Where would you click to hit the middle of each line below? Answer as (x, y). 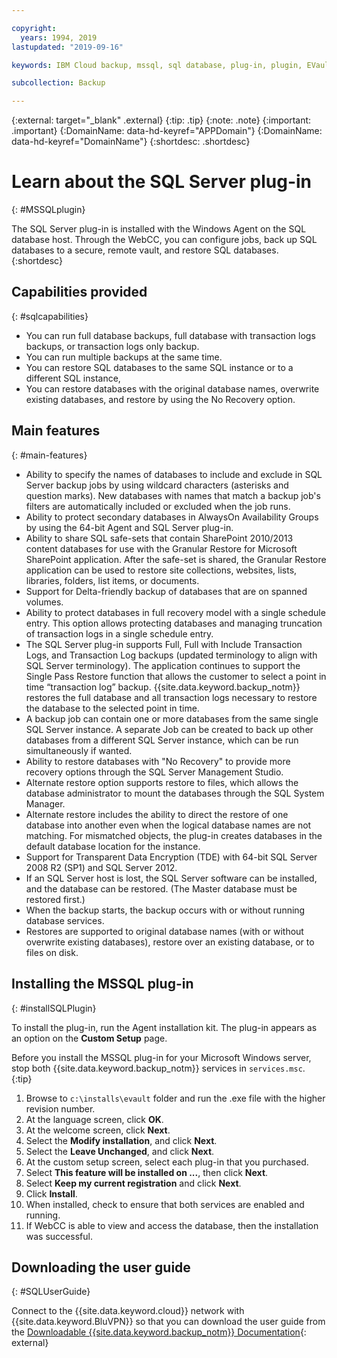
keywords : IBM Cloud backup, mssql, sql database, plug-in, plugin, (157, 65)
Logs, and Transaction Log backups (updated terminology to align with (171, 655)
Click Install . (51, 1193)
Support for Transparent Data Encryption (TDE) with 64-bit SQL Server (171, 857)
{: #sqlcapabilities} (50, 316)
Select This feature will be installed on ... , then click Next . (147, 1172)
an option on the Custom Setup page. (89, 1038)
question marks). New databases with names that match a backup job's (173, 495)
